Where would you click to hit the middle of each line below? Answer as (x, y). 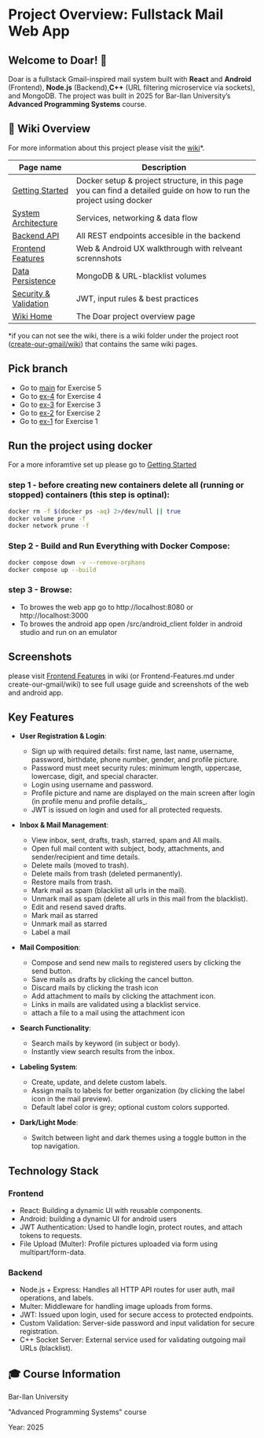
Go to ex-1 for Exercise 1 (59, 421)
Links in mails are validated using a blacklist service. (116, 1005)
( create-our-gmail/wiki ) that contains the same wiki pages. (103, 344)
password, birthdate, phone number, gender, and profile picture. (135, 760)
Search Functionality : (55, 1028)
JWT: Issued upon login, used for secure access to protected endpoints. (136, 1314)
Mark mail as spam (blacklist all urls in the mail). (109, 890)
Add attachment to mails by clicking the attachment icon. (123, 996)
